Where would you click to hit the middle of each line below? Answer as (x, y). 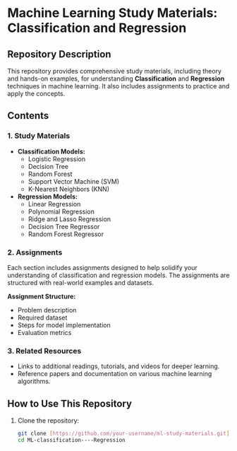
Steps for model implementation (64, 325)
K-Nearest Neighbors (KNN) (68, 189)
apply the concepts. (36, 94)
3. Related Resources (44, 351)
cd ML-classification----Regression (71, 440)
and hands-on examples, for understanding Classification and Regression (116, 78)
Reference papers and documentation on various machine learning (115, 374)
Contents (28, 116)
